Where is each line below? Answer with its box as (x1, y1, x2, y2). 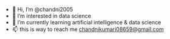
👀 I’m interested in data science (12, 12, 91, 19)
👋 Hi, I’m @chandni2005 (12, 6, 73, 13)
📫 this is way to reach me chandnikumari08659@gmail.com (12, 26, 164, 33)
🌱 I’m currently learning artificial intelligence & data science (12, 19, 161, 26)
